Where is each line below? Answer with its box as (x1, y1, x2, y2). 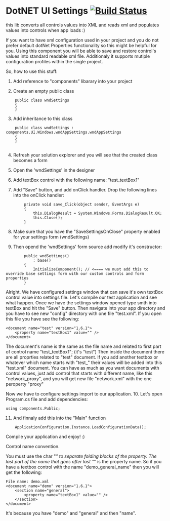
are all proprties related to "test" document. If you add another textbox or (6, 354, 158, 360)
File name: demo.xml (6, 479, 50, 484)
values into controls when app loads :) (6, 27, 86, 33)
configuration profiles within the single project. (6, 58, 103, 64)
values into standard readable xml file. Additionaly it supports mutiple (6, 53, 150, 59)
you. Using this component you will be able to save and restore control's (6, 48, 156, 54)
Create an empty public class (13, 88, 74, 94)
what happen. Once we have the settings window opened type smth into (6, 299, 157, 306)
